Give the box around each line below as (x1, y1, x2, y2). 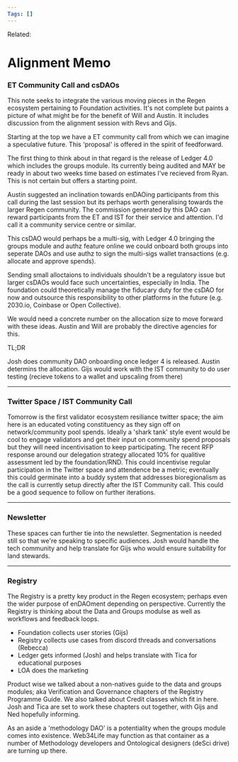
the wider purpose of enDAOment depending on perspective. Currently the (7, 599, 226, 608)
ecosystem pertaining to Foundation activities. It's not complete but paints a (7, 104, 229, 112)
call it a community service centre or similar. (7, 221, 137, 229)
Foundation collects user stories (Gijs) (17, 628, 129, 636)
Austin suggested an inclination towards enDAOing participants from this (7, 190, 220, 199)
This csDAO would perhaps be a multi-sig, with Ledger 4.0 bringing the (7, 234, 215, 243)
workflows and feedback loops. (7, 615, 99, 623)
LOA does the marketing (17, 666, 89, 675)
